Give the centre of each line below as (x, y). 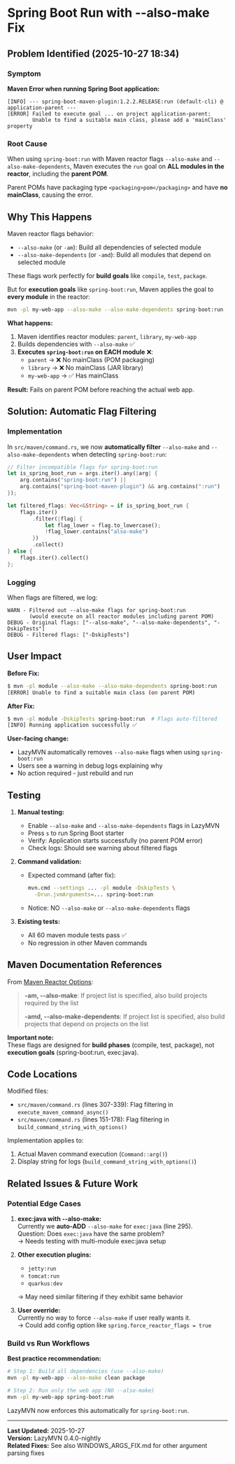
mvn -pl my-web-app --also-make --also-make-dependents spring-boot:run (115, 310)
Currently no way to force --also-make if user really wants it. (104, 1318)
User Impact (34, 656)
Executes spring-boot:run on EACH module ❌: (85, 352)
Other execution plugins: (54, 1255)
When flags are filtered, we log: (52, 598)
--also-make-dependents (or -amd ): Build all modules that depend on (114, 254)
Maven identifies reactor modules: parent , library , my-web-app (107, 336)
